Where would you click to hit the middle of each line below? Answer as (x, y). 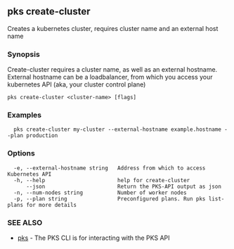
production (42, 136)
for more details (51, 205)
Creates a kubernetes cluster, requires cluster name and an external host (113, 28)
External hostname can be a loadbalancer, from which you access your (110, 77)
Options (21, 153)
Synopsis (24, 54)
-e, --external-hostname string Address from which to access (110, 168)
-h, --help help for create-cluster (102, 180)
